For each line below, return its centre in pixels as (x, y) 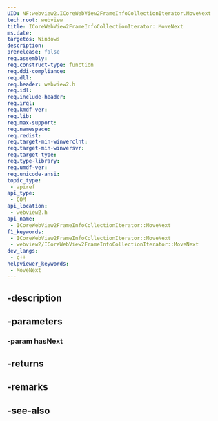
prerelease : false (33, 52)
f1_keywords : (26, 232)
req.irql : (21, 104)
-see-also (29, 410)
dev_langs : (23, 251)
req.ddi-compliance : (37, 71)
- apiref (23, 187)
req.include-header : (37, 97)
